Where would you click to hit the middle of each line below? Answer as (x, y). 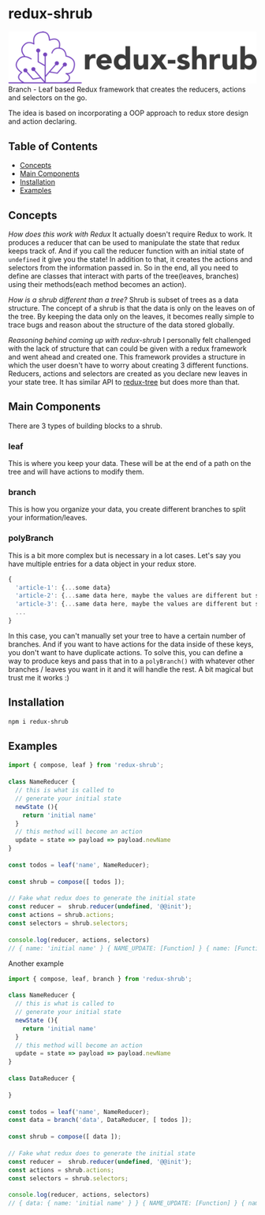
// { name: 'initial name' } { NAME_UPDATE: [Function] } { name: (119, 948)
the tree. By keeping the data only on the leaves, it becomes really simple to (131, 316)
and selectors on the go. (48, 98)
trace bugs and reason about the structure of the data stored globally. (121, 325)
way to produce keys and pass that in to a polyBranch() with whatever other (131, 661)
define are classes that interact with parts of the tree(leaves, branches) (123, 276)
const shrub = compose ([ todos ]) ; (67, 881)
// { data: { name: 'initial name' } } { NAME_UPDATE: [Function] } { (127, 1203)
